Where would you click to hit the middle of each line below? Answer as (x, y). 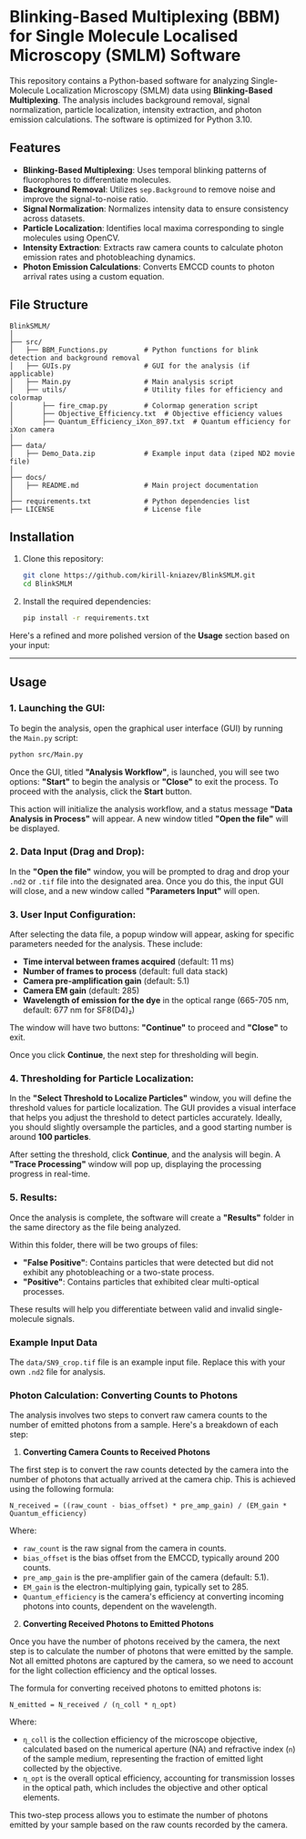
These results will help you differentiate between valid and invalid (132, 1309)
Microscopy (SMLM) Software (125, 56)
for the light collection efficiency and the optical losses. (113, 1671)
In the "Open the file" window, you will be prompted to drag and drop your (149, 871)
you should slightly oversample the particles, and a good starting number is (151, 1127)
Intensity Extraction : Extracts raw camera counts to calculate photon (153, 247)
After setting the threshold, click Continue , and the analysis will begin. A (145, 1154)
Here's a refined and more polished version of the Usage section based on (149, 635)
